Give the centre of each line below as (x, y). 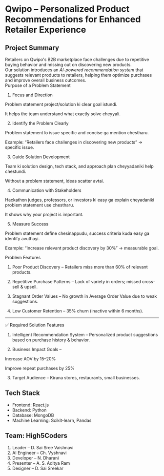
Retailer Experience (46, 30)
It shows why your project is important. (44, 214)
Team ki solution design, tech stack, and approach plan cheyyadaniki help (79, 166)
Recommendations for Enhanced (73, 19)
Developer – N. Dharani (35, 458)
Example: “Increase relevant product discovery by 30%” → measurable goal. (82, 248)
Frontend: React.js (31, 405)
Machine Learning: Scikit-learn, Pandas (52, 420)
